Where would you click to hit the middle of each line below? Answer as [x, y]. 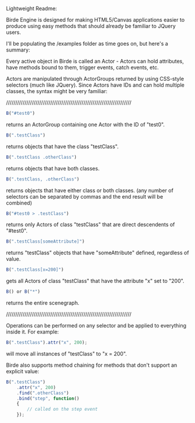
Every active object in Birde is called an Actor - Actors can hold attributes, [95, 61]
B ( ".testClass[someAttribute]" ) [45, 242]
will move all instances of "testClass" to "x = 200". [67, 353]
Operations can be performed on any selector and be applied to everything [96, 325]
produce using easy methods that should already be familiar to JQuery [91, 26]
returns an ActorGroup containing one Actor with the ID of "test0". [86, 124]
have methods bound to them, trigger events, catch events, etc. [82, 67]
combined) [19, 203]
